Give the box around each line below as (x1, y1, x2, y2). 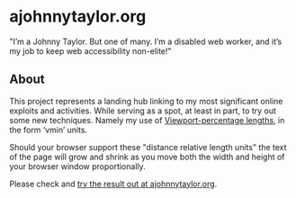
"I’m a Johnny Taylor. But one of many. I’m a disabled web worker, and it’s (9, 36, 283, 47)
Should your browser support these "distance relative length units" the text (9, 141, 287, 152)
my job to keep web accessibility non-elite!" (9, 45, 173, 56)
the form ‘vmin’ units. (9, 124, 88, 135)
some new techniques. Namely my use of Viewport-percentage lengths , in (9, 114, 285, 125)
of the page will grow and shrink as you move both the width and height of (9, 151, 285, 162)
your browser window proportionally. (9, 160, 146, 172)
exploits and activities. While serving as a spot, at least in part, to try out (9, 105, 277, 116)
